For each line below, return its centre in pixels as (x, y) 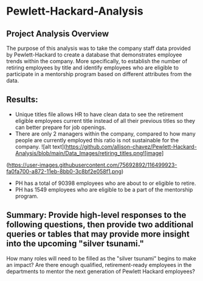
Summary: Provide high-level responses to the (96, 215)
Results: (22, 99)
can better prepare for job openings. (60, 127)
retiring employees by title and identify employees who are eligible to (93, 68)
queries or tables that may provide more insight (98, 234)
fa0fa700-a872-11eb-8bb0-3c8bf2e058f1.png (64, 171)
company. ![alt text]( (40, 147)
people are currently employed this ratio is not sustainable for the (97, 140)
